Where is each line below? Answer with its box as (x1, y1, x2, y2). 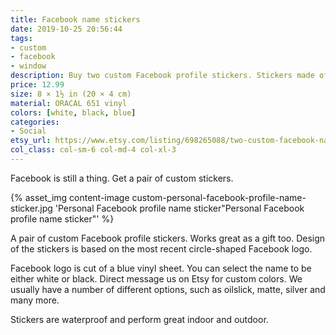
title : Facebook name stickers (10, 14, 141, 25)
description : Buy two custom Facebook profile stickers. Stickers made (10, 71, 315, 81)
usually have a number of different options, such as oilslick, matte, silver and (10, 283, 326, 295)
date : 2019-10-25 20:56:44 (10, 24, 123, 34)
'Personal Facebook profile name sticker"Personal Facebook (54, 202, 305, 214)
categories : (10, 117, 60, 127)
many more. (10, 294, 60, 306)
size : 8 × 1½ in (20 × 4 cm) (10, 89, 132, 99)
